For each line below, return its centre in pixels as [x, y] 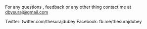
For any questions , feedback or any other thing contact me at [68, 7]
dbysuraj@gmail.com [27, 12]
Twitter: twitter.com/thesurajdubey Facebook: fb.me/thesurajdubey [73, 22]
